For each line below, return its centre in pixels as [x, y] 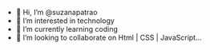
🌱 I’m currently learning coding [67, 29]
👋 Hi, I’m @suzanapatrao [57, 12]
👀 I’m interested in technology [65, 21]
